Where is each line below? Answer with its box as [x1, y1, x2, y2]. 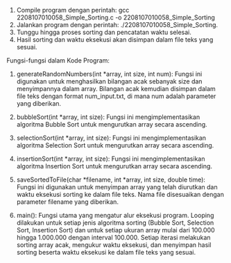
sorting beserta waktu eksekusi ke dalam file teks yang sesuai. [16, 248, 196, 256]
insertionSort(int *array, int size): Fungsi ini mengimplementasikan [16, 154, 205, 163]
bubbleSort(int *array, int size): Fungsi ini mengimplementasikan [16, 113, 200, 121]
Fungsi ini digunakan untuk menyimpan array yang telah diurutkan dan [16, 183, 218, 191]
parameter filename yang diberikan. [16, 198, 119, 206]
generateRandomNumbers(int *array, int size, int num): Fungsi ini [16, 70, 203, 78]
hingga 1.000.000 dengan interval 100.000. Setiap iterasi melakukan [16, 233, 211, 241]
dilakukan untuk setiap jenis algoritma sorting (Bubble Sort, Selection [16, 218, 214, 227]
